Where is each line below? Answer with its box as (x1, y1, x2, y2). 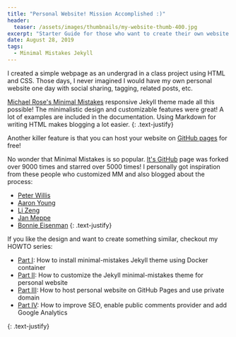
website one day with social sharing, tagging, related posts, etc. (7, 84, 193, 92)
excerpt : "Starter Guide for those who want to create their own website (7, 30, 230, 37)
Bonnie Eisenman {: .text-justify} (17, 221, 112, 229)
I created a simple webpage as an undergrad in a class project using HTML (7, 68, 226, 78)
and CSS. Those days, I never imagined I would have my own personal (7, 76, 212, 85)
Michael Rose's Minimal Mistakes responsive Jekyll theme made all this (7, 97, 215, 106)
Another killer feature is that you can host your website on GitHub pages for (7, 133, 228, 142)
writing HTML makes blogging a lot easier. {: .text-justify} (7, 120, 175, 128)
